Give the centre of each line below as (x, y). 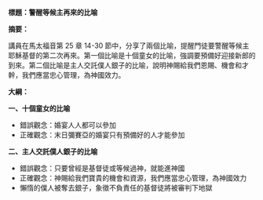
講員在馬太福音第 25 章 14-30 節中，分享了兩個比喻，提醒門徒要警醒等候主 (129, 45)
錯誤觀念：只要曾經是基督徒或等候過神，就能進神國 (102, 168)
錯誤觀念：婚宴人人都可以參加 (68, 125)
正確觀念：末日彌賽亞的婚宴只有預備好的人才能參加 (102, 135)
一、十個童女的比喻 (39, 108)
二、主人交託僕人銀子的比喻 (53, 151)
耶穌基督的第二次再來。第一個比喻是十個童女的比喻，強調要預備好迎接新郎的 (132, 55)
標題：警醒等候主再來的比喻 (53, 12)
